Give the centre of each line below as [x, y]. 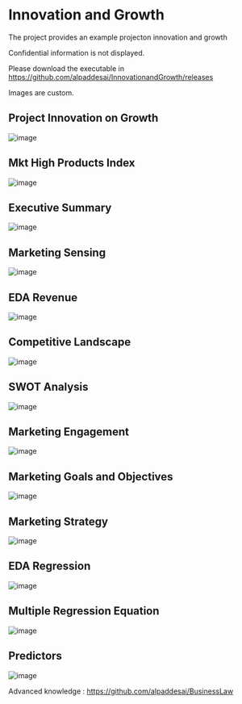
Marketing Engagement [69, 432]
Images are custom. [41, 92]
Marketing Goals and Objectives [91, 477]
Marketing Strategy [58, 521]
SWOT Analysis [48, 387]
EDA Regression [50, 566]
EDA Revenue [43, 298]
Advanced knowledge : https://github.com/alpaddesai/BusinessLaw [121, 691]
